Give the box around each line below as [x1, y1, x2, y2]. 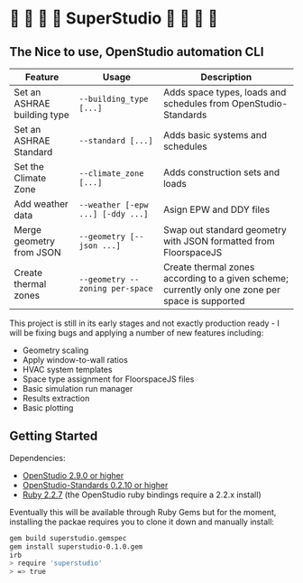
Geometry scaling [22, 345, 89, 356]
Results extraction [22, 393, 90, 403]
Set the [14, 161, 45, 172]
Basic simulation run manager [22, 384, 133, 393]
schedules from [163, 97, 230, 109]
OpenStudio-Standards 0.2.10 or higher [22, 479, 169, 490]
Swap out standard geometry [163, 224, 287, 236]
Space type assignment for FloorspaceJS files [22, 374, 195, 384]
